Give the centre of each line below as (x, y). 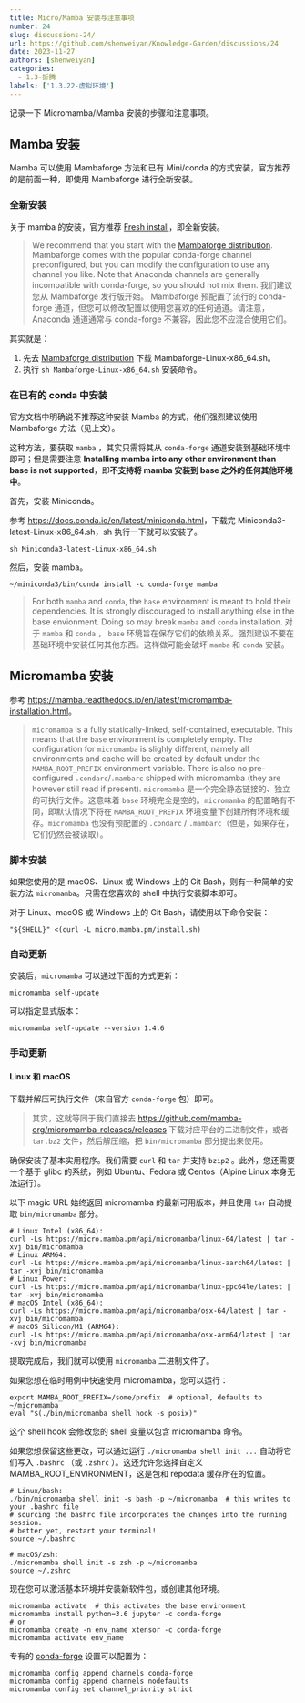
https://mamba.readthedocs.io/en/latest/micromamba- (130, 699)
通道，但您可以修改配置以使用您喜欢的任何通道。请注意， (162, 307)
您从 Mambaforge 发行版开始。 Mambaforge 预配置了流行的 (144, 296)
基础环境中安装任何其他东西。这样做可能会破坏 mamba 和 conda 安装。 (160, 645)
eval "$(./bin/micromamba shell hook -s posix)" (103, 1413)
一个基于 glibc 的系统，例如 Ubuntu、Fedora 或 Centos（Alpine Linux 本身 (148, 1171)
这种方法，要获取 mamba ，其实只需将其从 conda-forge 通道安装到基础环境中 (150, 448)
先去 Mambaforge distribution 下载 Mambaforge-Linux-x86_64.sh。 (149, 357)
